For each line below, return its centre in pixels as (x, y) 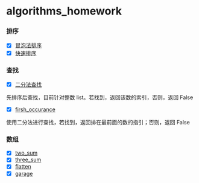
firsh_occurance (35, 109)
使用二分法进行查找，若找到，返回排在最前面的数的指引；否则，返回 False (98, 123)
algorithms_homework (64, 11)
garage (24, 173)
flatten (23, 167)
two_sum (26, 153)
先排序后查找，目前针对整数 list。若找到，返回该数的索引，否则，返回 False (100, 97)
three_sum (28, 160)
